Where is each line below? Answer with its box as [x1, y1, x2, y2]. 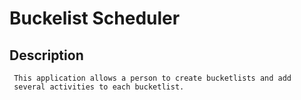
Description [9, 47, 84, 64]
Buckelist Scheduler [9, 7, 181, 30]
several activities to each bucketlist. [13, 82, 185, 92]
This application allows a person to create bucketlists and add [13, 73, 292, 83]
